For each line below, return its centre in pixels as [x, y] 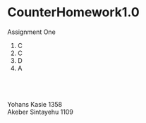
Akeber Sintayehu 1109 [41, 112]
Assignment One [32, 32]
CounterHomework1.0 [73, 12]
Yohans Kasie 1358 [35, 104]
